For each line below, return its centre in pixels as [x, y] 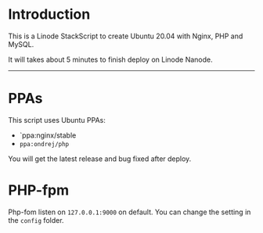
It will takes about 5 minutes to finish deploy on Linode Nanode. [110, 59]
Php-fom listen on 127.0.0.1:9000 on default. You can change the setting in [130, 212]
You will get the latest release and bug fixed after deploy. [100, 159]
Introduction [49, 14]
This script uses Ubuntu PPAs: [57, 120]
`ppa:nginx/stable [48, 135]
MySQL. [21, 44]
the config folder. [36, 220]
